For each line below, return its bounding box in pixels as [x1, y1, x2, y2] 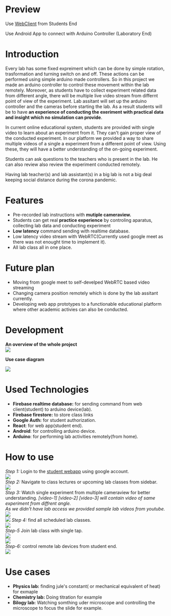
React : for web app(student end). [12, 422, 83, 429]
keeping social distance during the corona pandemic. [5, 177, 117, 183]
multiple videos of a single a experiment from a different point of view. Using [5, 140, 166, 146]
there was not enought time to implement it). [12, 239, 106, 245]
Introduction [5, 49, 59, 60]
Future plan [5, 262, 55, 273]
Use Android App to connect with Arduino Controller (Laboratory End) [5, 30, 152, 36]
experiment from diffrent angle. [5, 500, 71, 506]
